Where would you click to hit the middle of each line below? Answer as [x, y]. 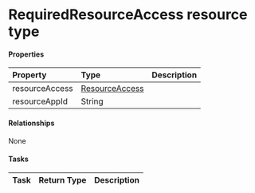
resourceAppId [40, 101]
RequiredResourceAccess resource [128, 15]
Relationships [31, 123]
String [92, 101]
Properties [26, 54]
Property [29, 75]
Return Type [63, 179]
